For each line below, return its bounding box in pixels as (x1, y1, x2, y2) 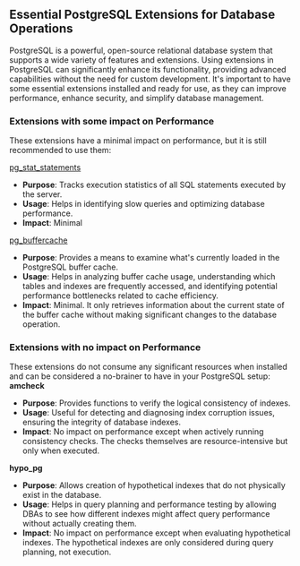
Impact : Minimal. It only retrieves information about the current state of (21, 300, 285, 311)
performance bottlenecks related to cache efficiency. (21, 290, 219, 301)
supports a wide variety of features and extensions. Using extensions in (9, 54, 275, 65)
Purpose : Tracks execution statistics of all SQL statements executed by (21, 179, 287, 191)
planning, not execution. (21, 546, 112, 558)
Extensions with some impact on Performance (9, 115, 215, 127)
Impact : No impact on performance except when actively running (21, 426, 264, 437)
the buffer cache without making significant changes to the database (21, 309, 278, 321)
